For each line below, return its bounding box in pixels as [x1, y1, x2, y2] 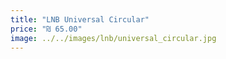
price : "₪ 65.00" [10, 24, 83, 34]
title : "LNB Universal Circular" [10, 14, 150, 25]
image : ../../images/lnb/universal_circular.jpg [10, 33, 217, 43]
